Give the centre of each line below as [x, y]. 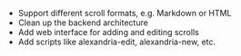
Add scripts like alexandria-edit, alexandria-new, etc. [117, 42]
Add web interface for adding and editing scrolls [109, 32]
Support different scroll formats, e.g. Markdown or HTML [125, 13]
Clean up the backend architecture [83, 23]
